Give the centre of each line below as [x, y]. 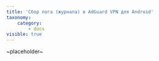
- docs [37, 29]
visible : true [24, 34]
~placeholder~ [25, 51]
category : [30, 23]
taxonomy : [19, 18]
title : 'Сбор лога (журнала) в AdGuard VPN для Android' [80, 12]
